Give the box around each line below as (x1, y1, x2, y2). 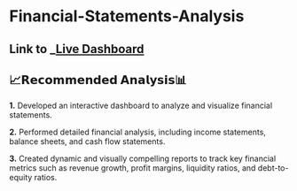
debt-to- (257, 163, 289, 173)
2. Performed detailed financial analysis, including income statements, (9, 126, 266, 138)
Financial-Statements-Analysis (9, 6, 245, 27)
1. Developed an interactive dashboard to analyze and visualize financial (9, 100, 273, 111)
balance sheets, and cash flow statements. (9, 136, 166, 147)
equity (9, 172, 33, 183)
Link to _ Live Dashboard (9, 42, 145, 57)
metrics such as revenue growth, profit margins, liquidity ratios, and (9, 163, 256, 173)
